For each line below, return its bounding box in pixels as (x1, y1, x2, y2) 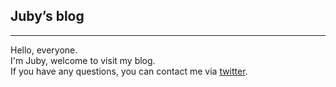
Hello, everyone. (10, 44, 78, 56)
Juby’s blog (10, 8, 85, 25)
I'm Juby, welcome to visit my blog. (10, 54, 156, 66)
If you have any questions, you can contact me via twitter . (10, 65, 248, 77)
